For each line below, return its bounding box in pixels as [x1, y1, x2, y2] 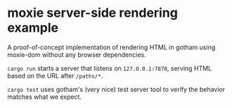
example [7, 20, 59, 36]
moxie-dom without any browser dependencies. [7, 50, 146, 59]
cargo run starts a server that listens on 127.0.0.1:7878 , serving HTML [7, 64, 212, 72]
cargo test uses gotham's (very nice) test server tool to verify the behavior [7, 85, 225, 93]
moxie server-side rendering [7, 5, 178, 21]
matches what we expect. [7, 93, 82, 101]
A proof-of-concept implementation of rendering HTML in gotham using [7, 43, 216, 51]
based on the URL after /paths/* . [7, 72, 103, 80]
